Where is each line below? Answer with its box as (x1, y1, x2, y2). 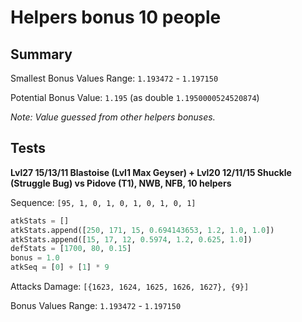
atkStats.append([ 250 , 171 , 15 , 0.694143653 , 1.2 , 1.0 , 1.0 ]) (10, 225, 275, 235)
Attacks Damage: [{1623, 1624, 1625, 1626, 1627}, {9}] (10, 281, 250, 293)
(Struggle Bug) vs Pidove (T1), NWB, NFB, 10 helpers (10, 177, 232, 189)
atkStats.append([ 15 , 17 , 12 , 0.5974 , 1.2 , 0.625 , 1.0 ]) (10, 234, 253, 245)
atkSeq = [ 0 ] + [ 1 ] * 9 (10, 262, 110, 273)
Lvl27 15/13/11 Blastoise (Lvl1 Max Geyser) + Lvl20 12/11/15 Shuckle (10, 166, 292, 178)
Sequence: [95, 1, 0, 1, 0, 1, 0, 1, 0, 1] (10, 196, 197, 208)
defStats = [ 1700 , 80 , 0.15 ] (10, 244, 132, 254)
